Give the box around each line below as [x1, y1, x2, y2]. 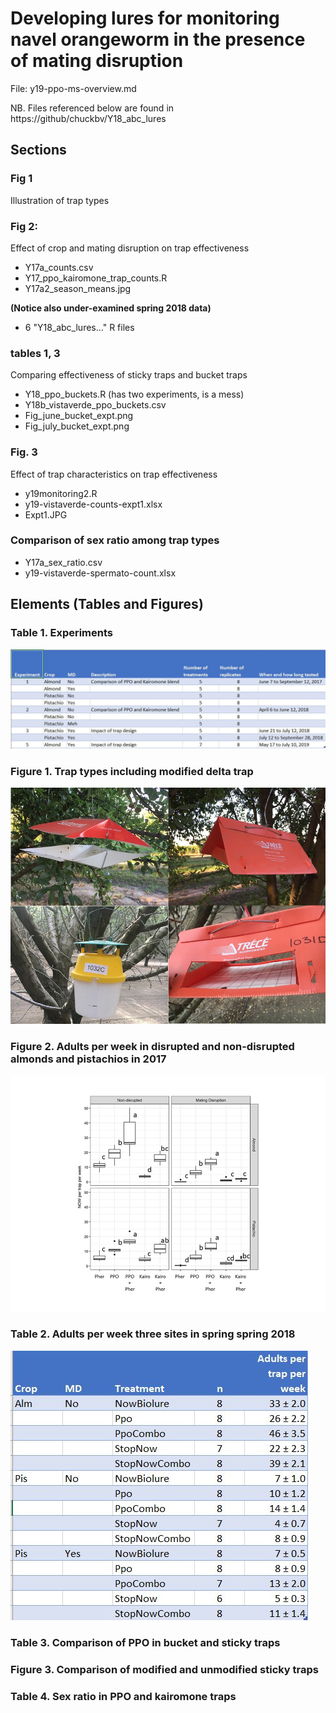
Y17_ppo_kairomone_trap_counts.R [24, 272, 168, 284]
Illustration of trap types [10, 194, 110, 206]
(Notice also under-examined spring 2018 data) [10, 302, 212, 314]
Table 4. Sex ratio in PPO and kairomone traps [10, 1689, 237, 1703]
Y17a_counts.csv [24, 261, 94, 273]
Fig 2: [10, 219, 39, 233]
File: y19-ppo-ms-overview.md [10, 82, 137, 94]
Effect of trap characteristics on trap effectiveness [10, 468, 218, 480]
